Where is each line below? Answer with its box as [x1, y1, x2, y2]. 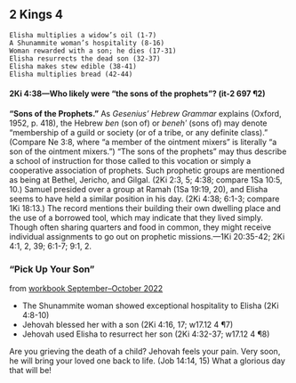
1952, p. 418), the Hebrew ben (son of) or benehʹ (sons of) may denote [9, 118, 268, 128]
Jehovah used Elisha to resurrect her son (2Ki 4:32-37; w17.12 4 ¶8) [21, 329, 270, 339]
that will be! [9, 365, 52, 376]
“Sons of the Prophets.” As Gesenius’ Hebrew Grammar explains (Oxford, [9, 109, 282, 119]
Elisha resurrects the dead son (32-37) [9, 53, 162, 63]
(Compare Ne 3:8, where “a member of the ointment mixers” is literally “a [9, 137, 277, 148]
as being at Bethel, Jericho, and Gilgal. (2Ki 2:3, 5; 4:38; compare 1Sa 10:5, [9, 175, 283, 185]
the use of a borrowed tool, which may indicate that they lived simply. [9, 213, 264, 224]
